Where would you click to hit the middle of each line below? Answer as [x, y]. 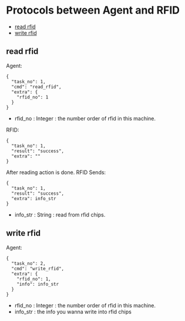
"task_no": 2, [28, 263]
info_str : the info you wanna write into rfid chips [73, 312]
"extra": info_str [34, 198]
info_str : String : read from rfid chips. [60, 214]
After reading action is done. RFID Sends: [56, 172]
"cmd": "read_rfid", [36, 87]
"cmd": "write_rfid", [38, 268]
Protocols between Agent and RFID [93, 10]
